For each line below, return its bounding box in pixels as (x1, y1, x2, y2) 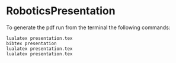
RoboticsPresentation (6, 4, 116, 18)
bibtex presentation (6, 40, 57, 46)
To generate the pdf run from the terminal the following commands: (6, 24, 171, 31)
